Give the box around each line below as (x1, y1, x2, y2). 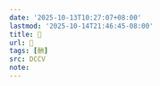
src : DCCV (9, 55, 46, 64)
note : (9, 64, 29, 73)
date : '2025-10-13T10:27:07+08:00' (9, 13, 142, 22)
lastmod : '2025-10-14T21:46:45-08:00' (9, 21, 154, 30)
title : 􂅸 (9, 30, 42, 39)
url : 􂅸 (9, 38, 34, 47)
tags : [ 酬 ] (9, 47, 49, 56)
